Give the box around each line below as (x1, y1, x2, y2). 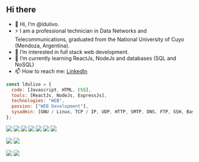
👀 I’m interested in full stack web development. (14, 48, 129, 55)
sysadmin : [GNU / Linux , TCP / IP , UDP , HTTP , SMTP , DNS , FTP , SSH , (11, 109, 184, 115)
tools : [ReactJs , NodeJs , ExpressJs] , (11, 92, 108, 99)
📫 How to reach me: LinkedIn (14, 68, 88, 75)
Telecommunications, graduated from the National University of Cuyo (14, 36, 185, 43)
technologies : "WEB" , (11, 98, 65, 104)
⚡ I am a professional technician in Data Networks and (14, 27, 147, 34)
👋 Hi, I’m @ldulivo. (14, 20, 59, 27)
